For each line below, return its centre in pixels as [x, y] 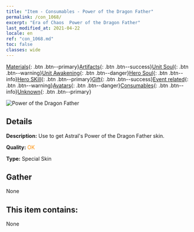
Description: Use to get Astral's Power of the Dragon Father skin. [85, 135]
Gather [19, 177]
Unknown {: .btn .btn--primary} [54, 91]
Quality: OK [21, 147]
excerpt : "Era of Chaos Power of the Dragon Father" [73, 22]
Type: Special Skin [29, 158]
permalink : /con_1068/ [34, 17]
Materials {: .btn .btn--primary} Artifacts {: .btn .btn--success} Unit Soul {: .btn [98, 67]
